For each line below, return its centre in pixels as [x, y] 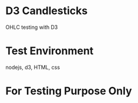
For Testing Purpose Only [69, 91]
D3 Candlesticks [47, 11]
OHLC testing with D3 [32, 27]
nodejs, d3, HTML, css [33, 67]
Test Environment [50, 51]
